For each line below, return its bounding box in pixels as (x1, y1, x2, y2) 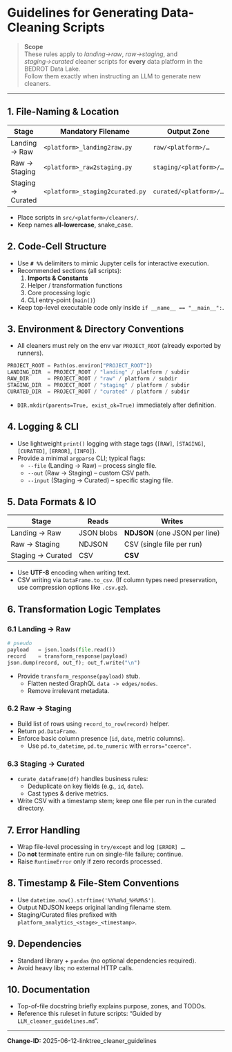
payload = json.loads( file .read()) (7, 646, 116, 653)
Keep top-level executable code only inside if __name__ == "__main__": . (17, 303, 224, 311)
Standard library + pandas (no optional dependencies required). (17, 956, 197, 965)
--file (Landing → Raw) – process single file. (27, 461, 157, 469)
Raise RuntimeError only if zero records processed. (17, 857, 163, 866)
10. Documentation (7, 983, 90, 995)
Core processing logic (27, 288, 91, 297)
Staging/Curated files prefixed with (17, 910, 117, 919)
